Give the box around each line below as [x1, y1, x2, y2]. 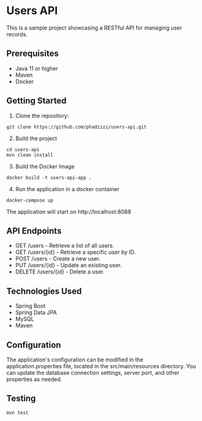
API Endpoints [6, 226, 62, 236]
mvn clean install [6, 152, 53, 158]
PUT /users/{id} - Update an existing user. [15, 262, 122, 269]
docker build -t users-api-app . [6, 175, 92, 181]
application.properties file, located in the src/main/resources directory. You [6, 363, 196, 369]
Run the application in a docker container [15, 185, 120, 192]
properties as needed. [6, 376, 63, 383]
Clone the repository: [15, 112, 69, 119]
